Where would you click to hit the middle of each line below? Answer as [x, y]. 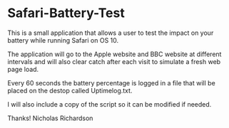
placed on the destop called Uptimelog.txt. [70, 90]
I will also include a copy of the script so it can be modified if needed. [110, 104]
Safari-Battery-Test [66, 13]
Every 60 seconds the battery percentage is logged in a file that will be [111, 82]
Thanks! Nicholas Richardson [50, 118]
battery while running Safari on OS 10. [63, 40]
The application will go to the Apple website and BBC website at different [114, 54]
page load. [23, 69]
